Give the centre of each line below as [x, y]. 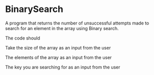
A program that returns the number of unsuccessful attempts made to [77, 23]
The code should [23, 38]
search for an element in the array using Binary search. [62, 28]
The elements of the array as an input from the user [58, 57]
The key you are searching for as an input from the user [63, 67]
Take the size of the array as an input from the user [58, 47]
